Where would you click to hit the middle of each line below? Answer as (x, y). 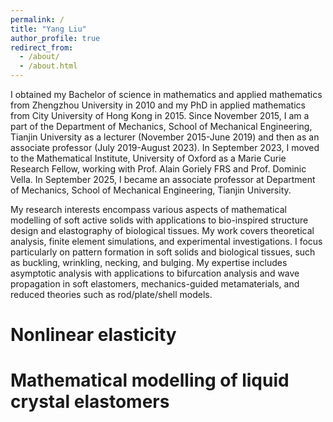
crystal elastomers (90, 402)
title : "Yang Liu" (48, 29)
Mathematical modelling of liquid (150, 380)
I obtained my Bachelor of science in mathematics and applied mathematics (166, 94)
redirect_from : (42, 47)
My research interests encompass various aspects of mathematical (148, 209)
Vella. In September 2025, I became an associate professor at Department (163, 179)
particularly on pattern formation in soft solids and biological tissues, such (163, 252)
